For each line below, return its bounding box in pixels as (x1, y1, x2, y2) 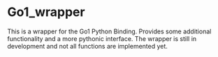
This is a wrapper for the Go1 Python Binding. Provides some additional (7, 27, 212, 35)
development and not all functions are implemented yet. (7, 42, 168, 50)
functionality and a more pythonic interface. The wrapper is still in (7, 34, 197, 42)
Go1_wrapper (7, 4, 85, 20)
